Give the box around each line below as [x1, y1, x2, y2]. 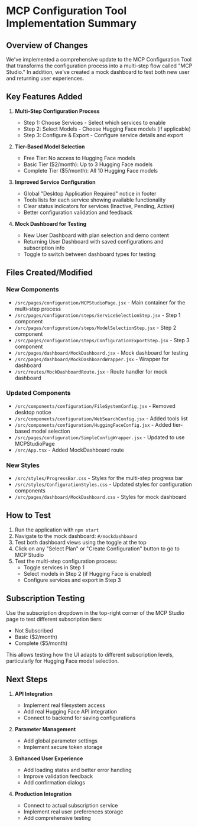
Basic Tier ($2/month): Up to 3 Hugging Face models [23, 161, 153, 168]
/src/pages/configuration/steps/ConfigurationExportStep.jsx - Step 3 [14, 336, 190, 343]
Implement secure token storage [23, 743, 103, 750]
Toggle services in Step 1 [23, 563, 85, 571]
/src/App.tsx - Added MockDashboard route [14, 446, 124, 453]
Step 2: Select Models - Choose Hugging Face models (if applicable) [23, 125, 191, 132]
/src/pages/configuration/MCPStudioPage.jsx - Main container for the [14, 299, 186, 306]
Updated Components [6, 389, 71, 397]
